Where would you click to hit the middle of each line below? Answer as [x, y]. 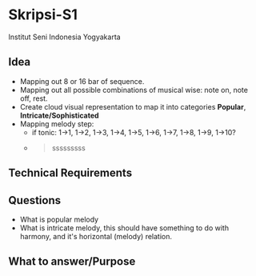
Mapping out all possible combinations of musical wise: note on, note [134, 90]
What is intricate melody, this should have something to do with [124, 228]
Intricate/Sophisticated [59, 115]
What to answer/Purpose [72, 262]
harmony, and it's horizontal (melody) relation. [96, 236]
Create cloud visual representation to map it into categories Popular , [133, 106]
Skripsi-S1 [43, 15]
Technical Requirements [70, 173]
